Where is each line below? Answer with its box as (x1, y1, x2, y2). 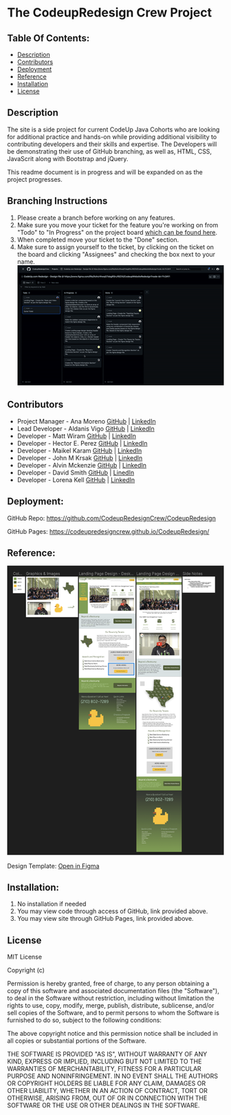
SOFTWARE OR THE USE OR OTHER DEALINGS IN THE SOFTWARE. (7, 1101, 200, 1109)
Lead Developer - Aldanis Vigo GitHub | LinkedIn (16, 424, 155, 433)
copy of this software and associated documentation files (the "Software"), (7, 987, 220, 995)
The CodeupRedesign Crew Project (7, 5, 212, 21)
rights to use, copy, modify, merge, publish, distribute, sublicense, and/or (7, 1001, 214, 1010)
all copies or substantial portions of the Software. (7, 1036, 146, 1045)
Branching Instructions (7, 195, 108, 207)
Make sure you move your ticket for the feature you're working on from (16, 220, 219, 229)
